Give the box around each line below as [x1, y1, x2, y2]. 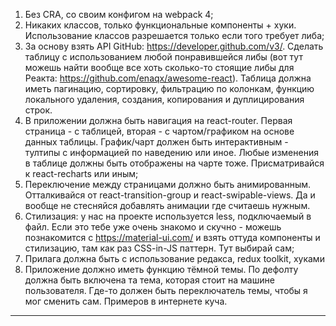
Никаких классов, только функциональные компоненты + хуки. [24, 19, 297, 31]
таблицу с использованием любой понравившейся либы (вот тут [24, 51, 303, 63]
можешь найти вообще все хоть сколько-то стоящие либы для [24, 62, 295, 73]
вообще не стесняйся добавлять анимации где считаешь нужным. [24, 200, 311, 211]
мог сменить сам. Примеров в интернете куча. [24, 295, 228, 307]
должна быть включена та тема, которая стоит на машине [24, 274, 275, 286]
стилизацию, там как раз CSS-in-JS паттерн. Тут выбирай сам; [24, 242, 295, 254]
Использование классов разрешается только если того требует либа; [24, 30, 325, 41]
